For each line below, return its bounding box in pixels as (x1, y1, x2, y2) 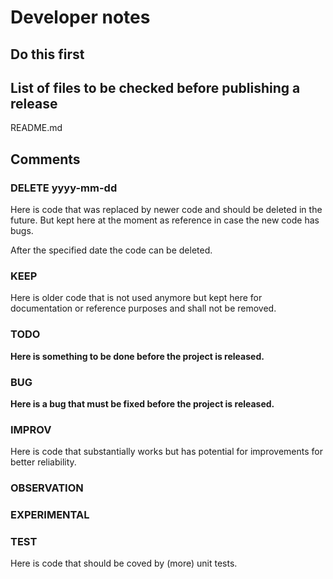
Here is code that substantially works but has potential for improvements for (10, 446, 323, 458)
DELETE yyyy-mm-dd (10, 181, 118, 195)
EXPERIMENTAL (10, 508, 90, 522)
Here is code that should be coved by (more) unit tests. (10, 557, 238, 570)
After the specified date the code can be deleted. (10, 244, 213, 256)
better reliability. (10, 456, 77, 468)
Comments (10, 151, 81, 168)
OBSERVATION (10, 481, 84, 495)
